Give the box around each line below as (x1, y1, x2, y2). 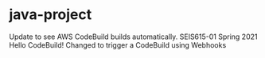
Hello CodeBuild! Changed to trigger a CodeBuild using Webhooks (9, 40, 227, 49)
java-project (9, 6, 92, 24)
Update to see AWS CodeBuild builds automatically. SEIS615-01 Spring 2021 (9, 32, 258, 41)
